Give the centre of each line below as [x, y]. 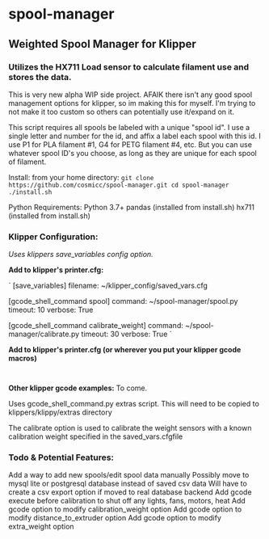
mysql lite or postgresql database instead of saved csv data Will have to [128, 484]
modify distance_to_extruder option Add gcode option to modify [115, 518]
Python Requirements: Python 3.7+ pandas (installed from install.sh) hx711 [132, 207]
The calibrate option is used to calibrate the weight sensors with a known [130, 428]
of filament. [27, 162]
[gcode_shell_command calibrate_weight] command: [96, 326]
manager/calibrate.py [44, 334]
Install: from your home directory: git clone [81, 177]
